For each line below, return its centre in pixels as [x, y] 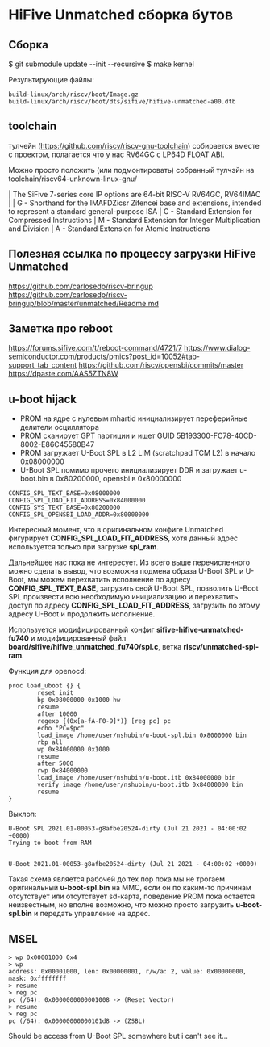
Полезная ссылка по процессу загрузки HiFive [132, 254]
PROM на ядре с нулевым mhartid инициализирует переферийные [134, 418]
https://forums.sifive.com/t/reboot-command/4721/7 [96, 348]
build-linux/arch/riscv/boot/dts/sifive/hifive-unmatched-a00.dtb [122, 102]
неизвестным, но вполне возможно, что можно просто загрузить [121, 905]
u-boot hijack [42, 399]
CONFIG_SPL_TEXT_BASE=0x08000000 [64, 494]
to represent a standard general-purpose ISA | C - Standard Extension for [130, 211]
